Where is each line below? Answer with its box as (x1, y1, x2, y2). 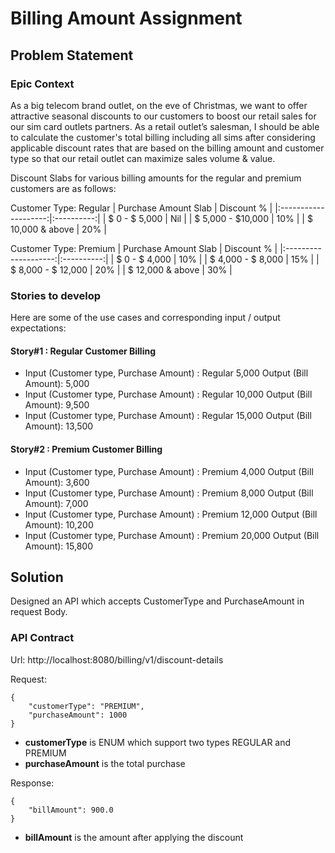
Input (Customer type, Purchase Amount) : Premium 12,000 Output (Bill (24, 508, 318, 520)
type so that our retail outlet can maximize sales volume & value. (10, 152, 276, 164)
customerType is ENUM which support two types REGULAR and (24, 736, 292, 748)
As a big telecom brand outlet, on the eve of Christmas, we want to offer (10, 99, 308, 111)
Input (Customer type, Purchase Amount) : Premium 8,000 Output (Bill (24, 487, 314, 499)
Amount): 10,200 (24, 518, 94, 531)
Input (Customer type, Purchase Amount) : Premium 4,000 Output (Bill (24, 465, 314, 477)
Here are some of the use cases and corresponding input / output (10, 312, 281, 324)
